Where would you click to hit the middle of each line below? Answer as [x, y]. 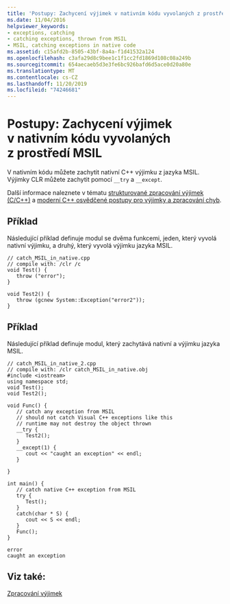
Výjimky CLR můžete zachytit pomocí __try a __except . [85, 180]
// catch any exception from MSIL [65, 411]
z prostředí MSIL [55, 153]
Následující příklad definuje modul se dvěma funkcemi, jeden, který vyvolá [112, 238]
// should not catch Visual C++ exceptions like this [94, 417]
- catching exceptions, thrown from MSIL [67, 39]
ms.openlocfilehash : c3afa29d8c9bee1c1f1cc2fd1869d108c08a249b [99, 58]
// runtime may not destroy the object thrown [84, 423]
